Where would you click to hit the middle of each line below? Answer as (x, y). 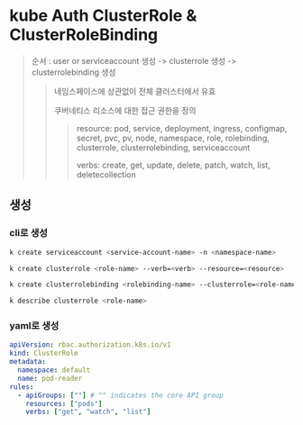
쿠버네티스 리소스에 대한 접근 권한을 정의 (125, 110)
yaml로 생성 (34, 326)
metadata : (28, 362)
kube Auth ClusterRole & (103, 16)
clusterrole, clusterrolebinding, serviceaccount (163, 147)
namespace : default (54, 370)
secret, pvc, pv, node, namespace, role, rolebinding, (173, 138)
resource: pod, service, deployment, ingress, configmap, (182, 128)
